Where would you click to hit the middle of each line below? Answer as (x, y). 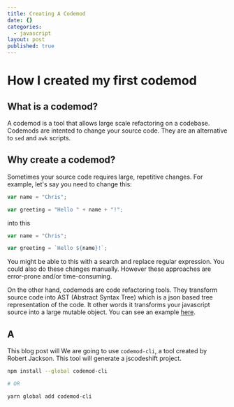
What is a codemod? (53, 106)
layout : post (26, 40)
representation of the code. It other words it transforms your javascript (109, 305)
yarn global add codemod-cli (50, 396)
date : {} (20, 20)
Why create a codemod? (61, 160)
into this (19, 223)
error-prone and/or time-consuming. (60, 276)
